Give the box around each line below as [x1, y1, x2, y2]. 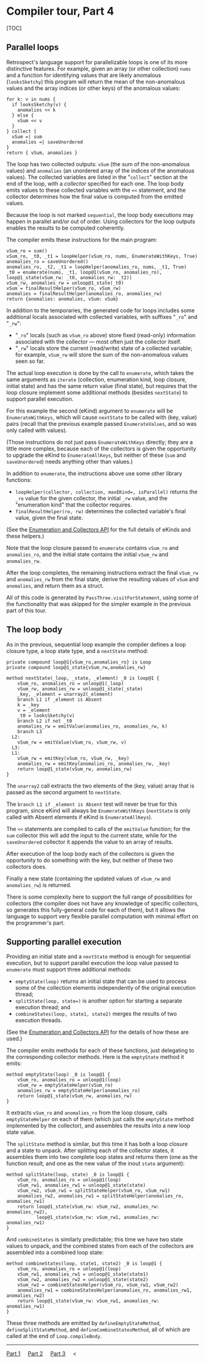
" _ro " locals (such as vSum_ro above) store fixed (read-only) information [15, 331, 196, 338]
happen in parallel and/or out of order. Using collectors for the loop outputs [6, 217, 195, 225]
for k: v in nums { [6, 96, 56, 102]
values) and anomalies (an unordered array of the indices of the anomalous [6, 167, 195, 174]
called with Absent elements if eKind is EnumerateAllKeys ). [6, 813, 153, 820]
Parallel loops [6, 42, 59, 53]
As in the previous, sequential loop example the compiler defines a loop [6, 640, 186, 648]
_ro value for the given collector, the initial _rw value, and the [15, 494, 168, 502]
